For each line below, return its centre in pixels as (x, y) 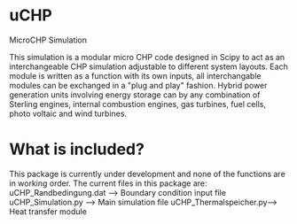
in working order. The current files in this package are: (108, 183)
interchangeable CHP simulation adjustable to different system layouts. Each (148, 66)
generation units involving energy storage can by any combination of (135, 95)
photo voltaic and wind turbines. (68, 113)
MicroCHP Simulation (48, 40)
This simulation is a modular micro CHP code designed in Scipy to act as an (147, 57)
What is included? (77, 149)
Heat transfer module (48, 211)
